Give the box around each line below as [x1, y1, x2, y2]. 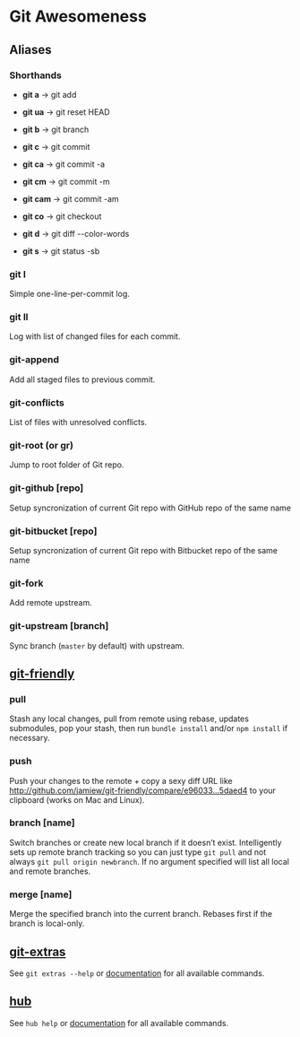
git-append [9, 353, 60, 366]
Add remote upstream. [9, 597, 92, 608]
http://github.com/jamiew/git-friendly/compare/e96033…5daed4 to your [9, 785, 276, 796]
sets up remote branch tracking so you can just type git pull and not [9, 846, 267, 858]
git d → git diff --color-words [21, 228, 130, 239]
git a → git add [21, 89, 77, 100]
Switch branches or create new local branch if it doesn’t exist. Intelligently [9, 837, 282, 848]
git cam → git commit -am [21, 193, 119, 204]
